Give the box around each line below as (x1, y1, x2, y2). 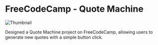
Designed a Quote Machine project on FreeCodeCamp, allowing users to (5, 29, 153, 35)
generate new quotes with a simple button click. (5, 34, 103, 40)
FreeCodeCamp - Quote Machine (5, 3, 144, 15)
